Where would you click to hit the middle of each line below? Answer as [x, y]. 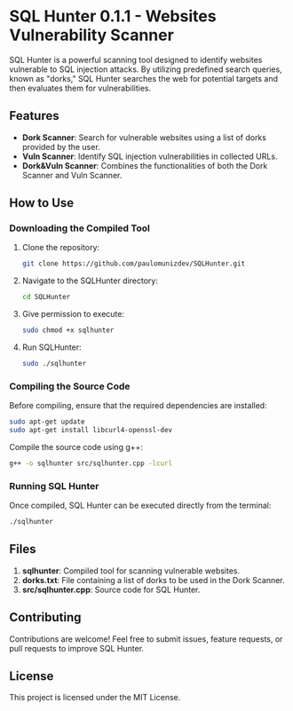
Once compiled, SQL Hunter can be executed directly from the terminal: [140, 506]
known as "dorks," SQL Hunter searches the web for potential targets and [143, 78]
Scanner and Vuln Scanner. [72, 175]
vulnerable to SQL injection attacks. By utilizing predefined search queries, [146, 69]
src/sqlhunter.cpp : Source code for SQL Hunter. [111, 589]
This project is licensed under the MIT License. [95, 698]
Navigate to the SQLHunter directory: [90, 280]
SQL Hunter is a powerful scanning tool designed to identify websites [136, 59]
